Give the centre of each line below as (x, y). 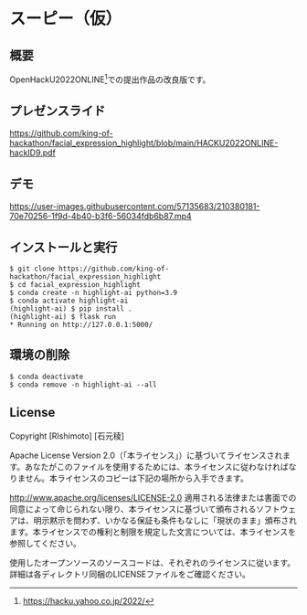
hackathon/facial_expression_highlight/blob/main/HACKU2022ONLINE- (144, 143)
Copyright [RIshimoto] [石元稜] (67, 436)
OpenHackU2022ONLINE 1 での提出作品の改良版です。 (110, 79)
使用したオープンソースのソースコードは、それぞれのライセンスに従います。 (153, 562)
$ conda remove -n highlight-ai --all (83, 385)
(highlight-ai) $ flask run (63, 317)
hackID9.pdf (33, 153)
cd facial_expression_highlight (79, 285)
